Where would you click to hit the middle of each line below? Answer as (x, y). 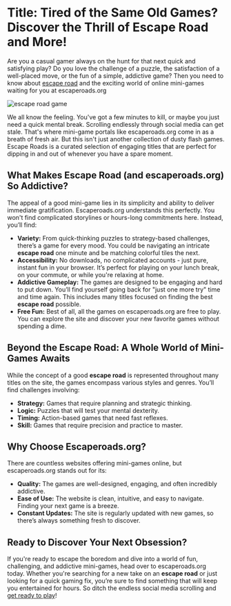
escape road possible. (49, 304)
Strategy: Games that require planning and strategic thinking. (104, 403)
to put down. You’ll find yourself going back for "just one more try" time (119, 289)
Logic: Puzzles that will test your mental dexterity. (88, 410)
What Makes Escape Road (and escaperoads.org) (116, 175)
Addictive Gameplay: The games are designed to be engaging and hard (120, 282)
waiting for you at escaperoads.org (57, 90)
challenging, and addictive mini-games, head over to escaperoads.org (107, 566)
